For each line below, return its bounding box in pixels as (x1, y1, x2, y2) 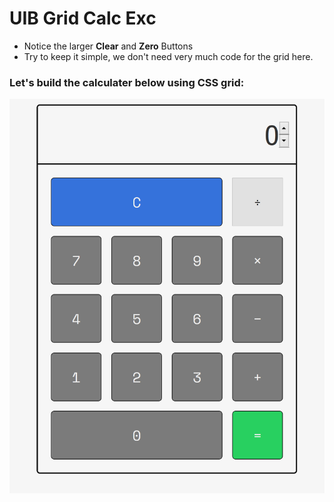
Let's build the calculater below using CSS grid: (9, 75, 245, 89)
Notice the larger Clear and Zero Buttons (23, 40, 194, 52)
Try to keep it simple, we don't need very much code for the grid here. (23, 50, 314, 62)
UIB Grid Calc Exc (9, 7, 157, 30)
